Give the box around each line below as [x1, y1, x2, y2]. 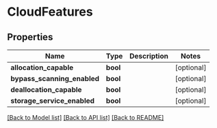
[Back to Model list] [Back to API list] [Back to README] [7, 114, 164, 121]
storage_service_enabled [10, 96, 94, 106]
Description [129, 52, 169, 61]
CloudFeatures [7, 4, 94, 20]
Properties [7, 31, 53, 43]
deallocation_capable [10, 85, 82, 94]
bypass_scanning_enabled [10, 74, 100, 83]
